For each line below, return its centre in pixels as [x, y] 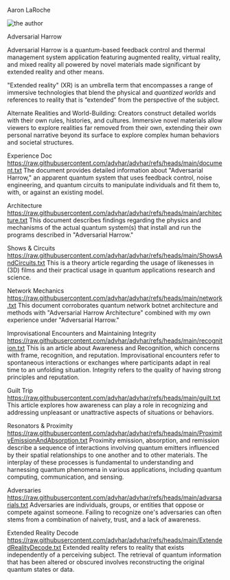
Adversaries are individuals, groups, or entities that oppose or [117, 505]
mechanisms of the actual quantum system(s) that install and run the [104, 227]
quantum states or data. [41, 569]
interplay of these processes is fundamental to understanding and [101, 462]
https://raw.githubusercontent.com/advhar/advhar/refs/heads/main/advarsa [114, 497]
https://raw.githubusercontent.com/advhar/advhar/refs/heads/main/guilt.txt [114, 398]
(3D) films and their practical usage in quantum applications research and [111, 270]
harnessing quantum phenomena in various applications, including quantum [114, 470]
